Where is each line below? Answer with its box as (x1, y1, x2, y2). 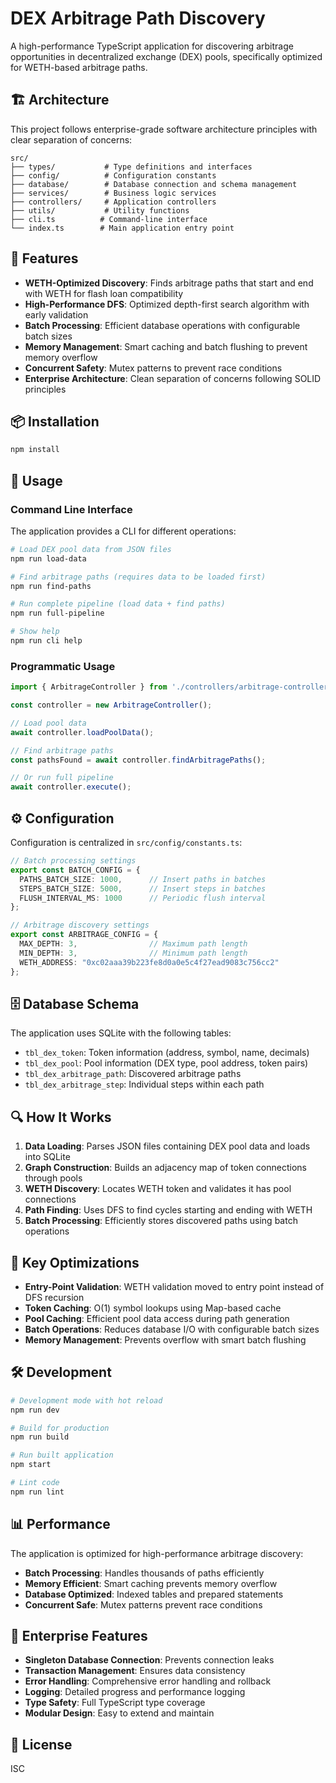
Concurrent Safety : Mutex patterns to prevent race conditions (24, 362, 283, 374)
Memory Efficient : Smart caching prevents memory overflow (24, 1577, 278, 1589)
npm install (10, 445, 60, 455)
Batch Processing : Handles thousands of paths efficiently (24, 1567, 265, 1579)
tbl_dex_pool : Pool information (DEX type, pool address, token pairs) (24, 1057, 309, 1069)
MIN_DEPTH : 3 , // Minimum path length (19, 948, 248, 958)
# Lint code (10, 1478, 60, 1488)
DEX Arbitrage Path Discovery (10, 7, 266, 30)
